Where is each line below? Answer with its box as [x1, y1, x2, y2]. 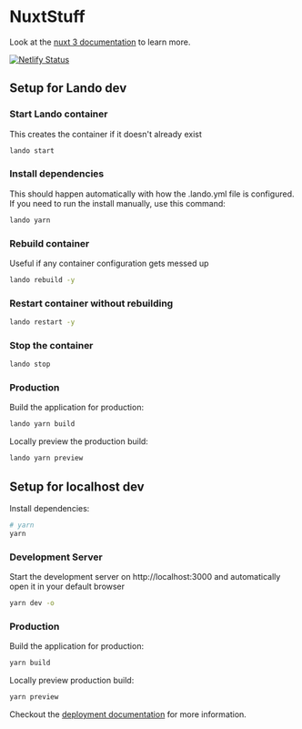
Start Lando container [9, 107, 108, 120]
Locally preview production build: [9, 675, 135, 686]
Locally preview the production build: [9, 436, 148, 447]
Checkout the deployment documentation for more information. [9, 709, 247, 720]
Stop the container [9, 339, 94, 351]
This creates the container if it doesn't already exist [9, 128, 202, 139]
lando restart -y [9, 318, 75, 327]
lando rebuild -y [9, 275, 75, 284]
